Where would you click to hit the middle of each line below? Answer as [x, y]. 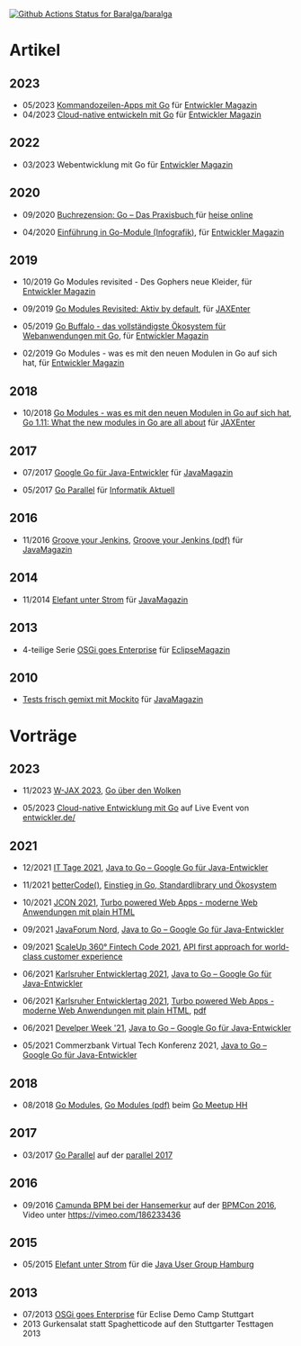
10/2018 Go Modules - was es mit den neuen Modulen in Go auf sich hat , [157, 413]
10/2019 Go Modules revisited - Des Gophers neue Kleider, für [137, 282]
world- [277, 947]
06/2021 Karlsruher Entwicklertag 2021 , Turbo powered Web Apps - [148, 1001]
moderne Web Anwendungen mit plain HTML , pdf [114, 1011]
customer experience [83, 957]
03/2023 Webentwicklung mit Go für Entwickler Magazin [128, 164]
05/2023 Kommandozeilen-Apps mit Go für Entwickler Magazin [140, 105]
